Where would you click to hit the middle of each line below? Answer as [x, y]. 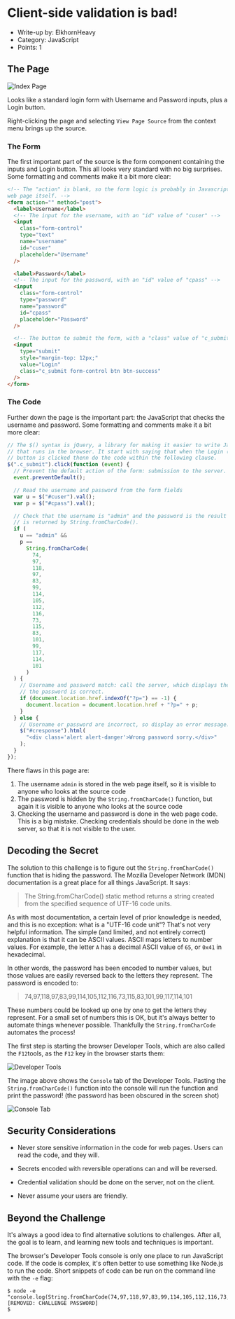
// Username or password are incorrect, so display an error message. [125, 724]
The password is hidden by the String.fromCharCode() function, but [115, 799]
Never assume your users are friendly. [72, 1196]
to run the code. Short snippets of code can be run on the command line [111, 1271]
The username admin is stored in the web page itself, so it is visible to [117, 784]
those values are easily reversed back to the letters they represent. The [110, 975]
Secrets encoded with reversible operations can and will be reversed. [117, 1169]
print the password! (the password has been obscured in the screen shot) [113, 1095]
